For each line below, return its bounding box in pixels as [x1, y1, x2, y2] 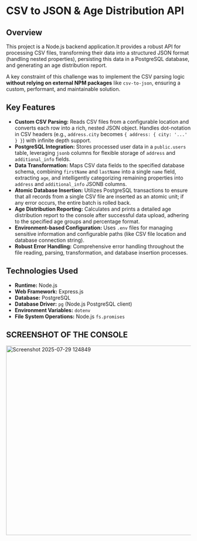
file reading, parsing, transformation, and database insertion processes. [14, 249, 188, 256]
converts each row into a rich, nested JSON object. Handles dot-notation [14, 124, 191, 131]
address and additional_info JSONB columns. [14, 180, 127, 187]
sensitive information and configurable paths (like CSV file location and [14, 230, 186, 237]
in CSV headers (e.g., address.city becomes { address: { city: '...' [14, 130, 188, 137]
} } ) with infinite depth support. [14, 137, 91, 144]
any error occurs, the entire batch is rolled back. [14, 199, 131, 206]
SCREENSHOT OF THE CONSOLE [6, 330, 128, 340]
